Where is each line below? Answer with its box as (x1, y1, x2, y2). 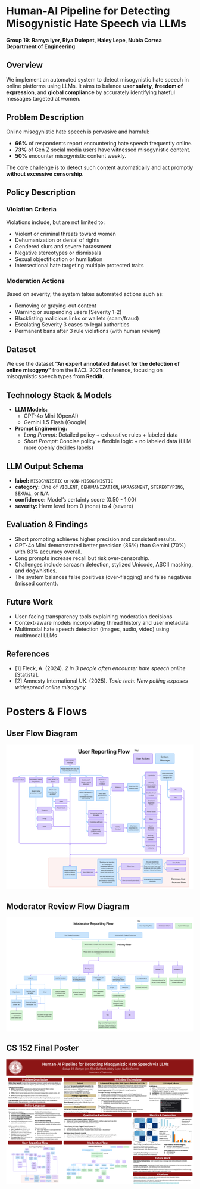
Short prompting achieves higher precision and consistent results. (14, 535, 177, 543)
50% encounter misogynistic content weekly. (14, 152, 127, 159)
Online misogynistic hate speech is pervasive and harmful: (6, 128, 150, 135)
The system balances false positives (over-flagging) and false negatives (14, 573, 192, 580)
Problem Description (6, 112, 85, 123)
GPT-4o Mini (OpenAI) (23, 412, 79, 419)
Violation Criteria (6, 205, 57, 213)
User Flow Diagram (6, 729, 79, 738)
